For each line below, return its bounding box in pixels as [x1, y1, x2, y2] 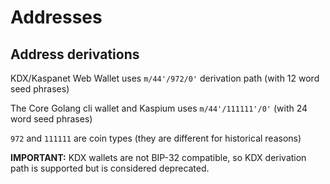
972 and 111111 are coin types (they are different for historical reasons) [10, 132, 302, 144]
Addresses [10, 6, 103, 29]
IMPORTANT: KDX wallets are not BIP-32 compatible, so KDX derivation [10, 152, 307, 163]
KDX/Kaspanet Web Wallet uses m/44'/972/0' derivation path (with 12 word [10, 72, 320, 84]
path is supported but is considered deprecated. [10, 162, 210, 174]
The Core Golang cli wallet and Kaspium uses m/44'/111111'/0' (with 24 [10, 102, 308, 114]
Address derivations [10, 46, 140, 63]
